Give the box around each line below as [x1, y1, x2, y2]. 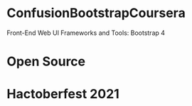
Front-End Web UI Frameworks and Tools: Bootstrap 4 [6, 28, 165, 37]
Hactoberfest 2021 [6, 86, 120, 102]
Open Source [6, 53, 86, 70]
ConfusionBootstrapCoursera [6, 5, 186, 21]
